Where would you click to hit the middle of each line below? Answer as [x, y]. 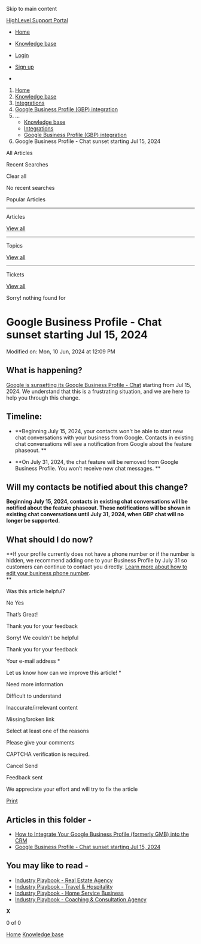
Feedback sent [25, 778]
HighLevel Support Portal [37, 20]
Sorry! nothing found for [36, 298]
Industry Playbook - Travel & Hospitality [64, 886]
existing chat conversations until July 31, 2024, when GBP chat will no [95, 514]
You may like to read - [47, 866]
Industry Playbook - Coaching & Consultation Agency [80, 899]
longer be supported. [33, 521]
